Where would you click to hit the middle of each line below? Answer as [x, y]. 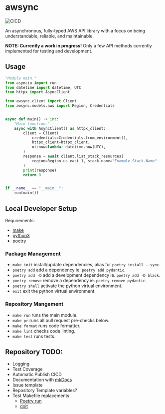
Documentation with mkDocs [42, 380]
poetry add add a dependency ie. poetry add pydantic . [69, 270]
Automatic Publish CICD [37, 375]
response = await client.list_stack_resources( [73, 156]
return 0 [32, 175]
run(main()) [26, 193]
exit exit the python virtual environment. [54, 291]
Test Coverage [27, 369]
